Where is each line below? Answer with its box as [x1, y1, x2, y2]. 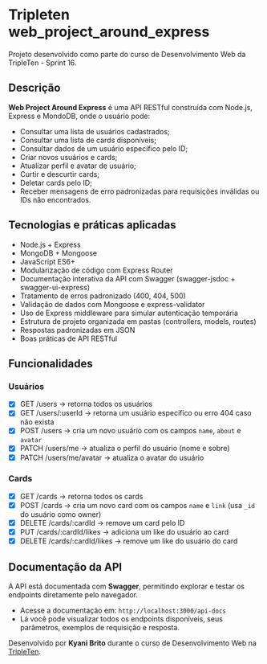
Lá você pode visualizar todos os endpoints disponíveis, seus [19, 613, 223, 624]
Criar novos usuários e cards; [19, 152, 118, 162]
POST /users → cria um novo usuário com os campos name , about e [19, 426, 241, 436]
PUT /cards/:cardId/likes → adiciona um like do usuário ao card [19, 527, 229, 537]
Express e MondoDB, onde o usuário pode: [8, 111, 151, 121]
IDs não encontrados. [19, 195, 91, 204]
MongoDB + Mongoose [19, 248, 98, 258]
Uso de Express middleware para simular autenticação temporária [19, 308, 239, 318]
